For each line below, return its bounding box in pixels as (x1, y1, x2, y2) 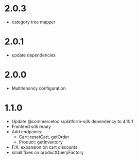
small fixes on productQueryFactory (11, 149, 84, 155)
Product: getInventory (18, 139, 63, 145)
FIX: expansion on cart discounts (11, 144, 78, 150)
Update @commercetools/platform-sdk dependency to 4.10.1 (11, 118, 133, 124)
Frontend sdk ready (11, 124, 52, 129)
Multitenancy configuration (11, 85, 66, 91)
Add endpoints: (11, 128, 43, 134)
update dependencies (11, 52, 56, 58)
